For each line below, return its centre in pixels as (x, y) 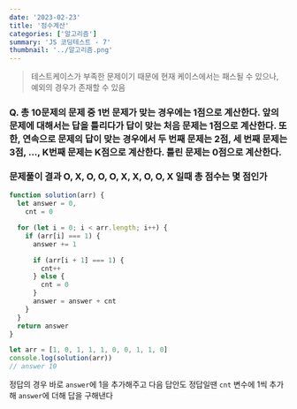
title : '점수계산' (39, 26)
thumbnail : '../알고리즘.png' (61, 50)
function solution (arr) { (57, 195)
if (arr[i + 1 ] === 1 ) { (78, 260)
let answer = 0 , (47, 204)
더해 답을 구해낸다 (82, 396)
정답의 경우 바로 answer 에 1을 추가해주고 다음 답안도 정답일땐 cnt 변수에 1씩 (138, 384)
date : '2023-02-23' (45, 17)
